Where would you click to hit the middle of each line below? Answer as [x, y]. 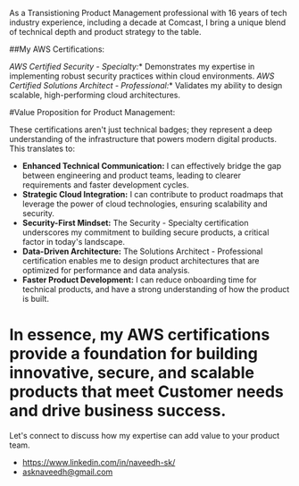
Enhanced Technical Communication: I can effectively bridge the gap [152, 166]
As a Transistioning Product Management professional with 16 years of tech [148, 13]
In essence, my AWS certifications [140, 335]
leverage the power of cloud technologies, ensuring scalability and [145, 204]
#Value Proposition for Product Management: [92, 112]
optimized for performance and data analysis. [106, 270]
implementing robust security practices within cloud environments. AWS [142, 76]
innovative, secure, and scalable [132, 373]
